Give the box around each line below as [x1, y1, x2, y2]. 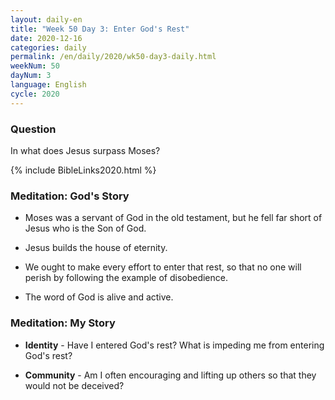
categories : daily [10, 42, 87, 53]
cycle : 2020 [10, 89, 60, 99]
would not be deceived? [24, 379, 125, 391]
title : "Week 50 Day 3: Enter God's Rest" [10, 24, 190, 34]
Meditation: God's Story [10, 189, 130, 203]
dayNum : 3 [10, 71, 52, 81]
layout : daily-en [10, 14, 83, 25]
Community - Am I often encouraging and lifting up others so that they [24, 369, 317, 381]
